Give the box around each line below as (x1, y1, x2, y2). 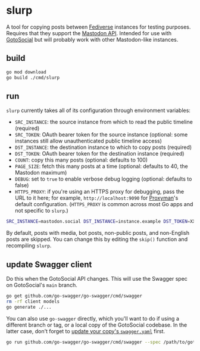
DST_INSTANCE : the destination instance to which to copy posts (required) (14, 144, 192, 151)
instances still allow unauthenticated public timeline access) (14, 138, 162, 145)
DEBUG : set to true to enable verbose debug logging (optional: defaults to (14, 175, 192, 182)
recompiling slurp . (6, 242, 52, 249)
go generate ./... (6, 304, 52, 310)
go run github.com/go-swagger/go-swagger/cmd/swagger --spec (6, 339, 161, 345)
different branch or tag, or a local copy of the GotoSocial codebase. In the (6, 321, 187, 328)
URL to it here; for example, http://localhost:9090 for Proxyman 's (14, 194, 179, 201)
